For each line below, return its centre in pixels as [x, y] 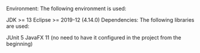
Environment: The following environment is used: [66, 9]
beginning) [19, 44]
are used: [18, 26]
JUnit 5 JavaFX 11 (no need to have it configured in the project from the [94, 37]
